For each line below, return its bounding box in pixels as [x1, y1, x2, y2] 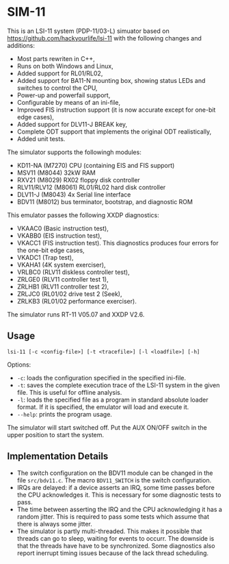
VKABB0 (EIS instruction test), [16, 231, 103, 240]
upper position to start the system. [7, 430, 105, 439]
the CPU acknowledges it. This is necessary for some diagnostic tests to [16, 491, 221, 499]
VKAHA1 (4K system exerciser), [16, 260, 106, 269]
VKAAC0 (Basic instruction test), [16, 224, 109, 232]
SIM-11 [7, 4, 46, 20]
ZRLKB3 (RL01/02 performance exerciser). [16, 297, 137, 305]
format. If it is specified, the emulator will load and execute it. [16, 402, 189, 411]
